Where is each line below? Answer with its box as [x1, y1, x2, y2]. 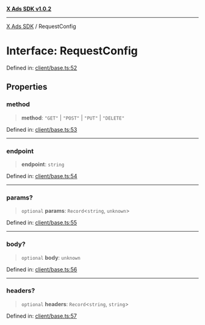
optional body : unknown [21, 254, 81, 261]
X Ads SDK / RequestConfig [6, 23, 76, 30]
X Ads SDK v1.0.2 [6, 5, 52, 12]
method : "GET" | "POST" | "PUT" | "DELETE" [21, 114, 125, 121]
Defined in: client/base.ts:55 [6, 219, 77, 226]
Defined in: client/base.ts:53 [6, 126, 77, 133]
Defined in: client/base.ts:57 [6, 312, 77, 320]
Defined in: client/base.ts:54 [6, 172, 77, 179]
